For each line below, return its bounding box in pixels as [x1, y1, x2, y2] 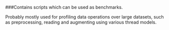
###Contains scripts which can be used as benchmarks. [5, 4, 123, 10]
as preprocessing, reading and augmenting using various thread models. [5, 19, 157, 25]
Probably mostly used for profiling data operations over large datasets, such [5, 14, 164, 19]
